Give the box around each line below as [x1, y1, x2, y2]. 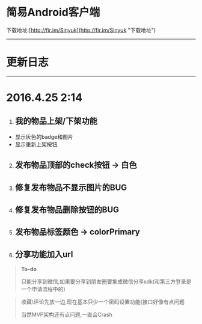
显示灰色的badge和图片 [14, 133, 73, 140]
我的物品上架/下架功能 [14, 116, 97, 126]
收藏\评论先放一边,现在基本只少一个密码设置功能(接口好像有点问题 [20, 298, 185, 305]
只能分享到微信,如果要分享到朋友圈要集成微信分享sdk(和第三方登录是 [20, 278, 192, 286]
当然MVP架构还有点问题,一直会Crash [20, 311, 113, 319]
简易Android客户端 [6, 5, 100, 19]
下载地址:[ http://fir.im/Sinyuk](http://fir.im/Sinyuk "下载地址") [6, 26, 156, 34]
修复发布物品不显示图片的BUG [14, 182, 127, 192]
